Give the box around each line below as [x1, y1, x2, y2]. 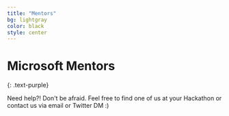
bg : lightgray [7, 16, 48, 23]
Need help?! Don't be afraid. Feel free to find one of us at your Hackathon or [7, 94, 222, 102]
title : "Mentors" [7, 10, 57, 17]
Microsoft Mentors [7, 59, 116, 74]
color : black [7, 23, 44, 29]
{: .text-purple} [7, 81, 49, 89]
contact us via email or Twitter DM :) [7, 102, 109, 110]
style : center [7, 29, 48, 36]
